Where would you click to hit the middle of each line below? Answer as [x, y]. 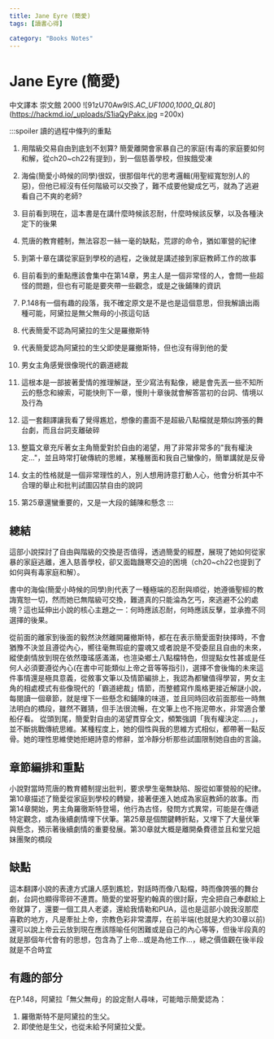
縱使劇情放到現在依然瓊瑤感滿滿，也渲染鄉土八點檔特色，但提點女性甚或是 [134, 658]
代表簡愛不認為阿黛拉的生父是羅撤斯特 [85, 331]
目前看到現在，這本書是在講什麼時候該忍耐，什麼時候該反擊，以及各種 [139, 213]
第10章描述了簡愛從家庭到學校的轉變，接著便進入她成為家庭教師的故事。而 [134, 798]
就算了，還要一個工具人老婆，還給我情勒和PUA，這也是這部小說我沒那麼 [137, 909]
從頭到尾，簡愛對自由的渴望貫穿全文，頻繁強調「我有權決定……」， [151, 719]
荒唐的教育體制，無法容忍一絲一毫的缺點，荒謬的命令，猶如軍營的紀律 [139, 241]
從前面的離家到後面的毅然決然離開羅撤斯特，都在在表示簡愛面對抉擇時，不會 [137, 638]
